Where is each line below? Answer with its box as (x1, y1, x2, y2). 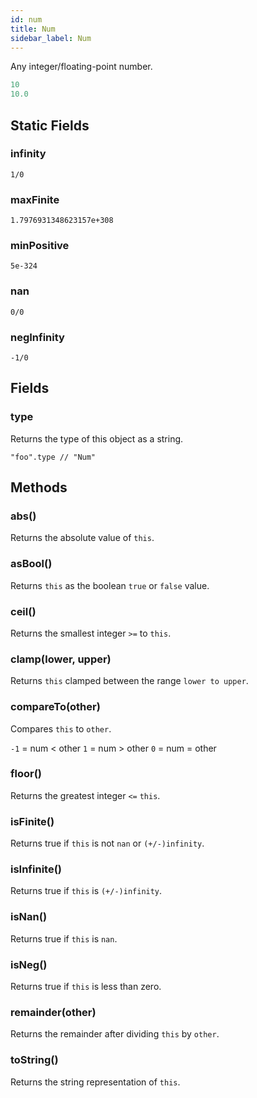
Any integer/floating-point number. (10, 61, 153, 73)
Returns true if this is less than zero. (10, 981, 162, 993)
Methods (10, 479, 68, 496)
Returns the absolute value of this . (10, 532, 155, 544)
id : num (10, 14, 43, 25)
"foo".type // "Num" (10, 452, 97, 462)
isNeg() (10, 957, 48, 971)
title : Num (10, 24, 56, 34)
